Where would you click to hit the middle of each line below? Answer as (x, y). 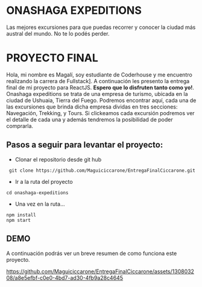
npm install (21, 215)
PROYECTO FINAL (52, 58)
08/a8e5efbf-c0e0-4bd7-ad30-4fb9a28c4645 (65, 277)
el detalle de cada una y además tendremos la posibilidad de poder (90, 119)
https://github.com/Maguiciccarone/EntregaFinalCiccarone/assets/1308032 (100, 271)
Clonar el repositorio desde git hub (58, 159)
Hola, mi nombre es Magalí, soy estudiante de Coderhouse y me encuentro (99, 74)
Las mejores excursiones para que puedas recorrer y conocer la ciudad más (101, 27)
